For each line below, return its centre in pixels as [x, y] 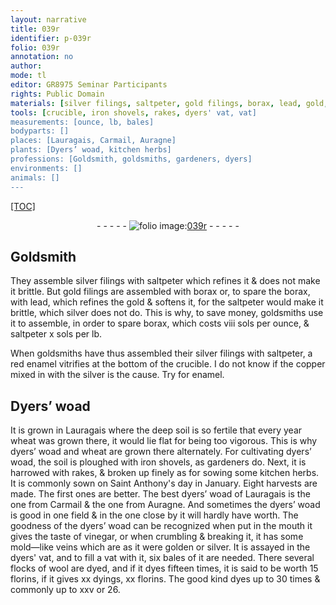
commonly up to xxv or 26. [65, 590]
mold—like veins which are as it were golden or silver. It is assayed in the [160, 547]
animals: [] [35, 177]
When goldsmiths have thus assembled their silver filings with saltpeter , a [161, 353]
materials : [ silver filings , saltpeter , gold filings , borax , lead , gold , [169, 103]
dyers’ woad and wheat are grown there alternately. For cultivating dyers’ [161, 452]
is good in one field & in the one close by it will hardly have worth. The [154, 515]
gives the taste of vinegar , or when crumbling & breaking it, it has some [157, 537]
